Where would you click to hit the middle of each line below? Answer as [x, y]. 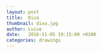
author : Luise [24, 29]
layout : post [23, 12]
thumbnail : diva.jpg [32, 23]
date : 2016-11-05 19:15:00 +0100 [51, 35]
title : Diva [23, 18]
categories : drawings [34, 40]
